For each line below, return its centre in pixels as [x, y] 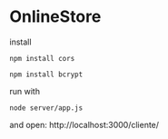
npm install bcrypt [46, 74]
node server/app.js [46, 108]
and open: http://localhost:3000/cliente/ [84, 124]
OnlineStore [55, 17]
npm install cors [42, 58]
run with [25, 91]
